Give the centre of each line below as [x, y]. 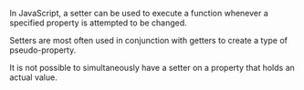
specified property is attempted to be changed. [98, 23]
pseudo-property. [43, 50]
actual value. [33, 77]
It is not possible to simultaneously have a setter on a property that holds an [152, 68]
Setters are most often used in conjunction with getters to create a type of [148, 40]
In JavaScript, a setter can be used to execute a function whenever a [139, 13]
